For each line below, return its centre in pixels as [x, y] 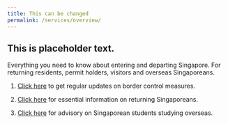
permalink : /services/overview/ [54, 20]
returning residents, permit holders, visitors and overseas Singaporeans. [111, 72]
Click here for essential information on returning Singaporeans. [108, 100]
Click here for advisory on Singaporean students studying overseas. [115, 113]
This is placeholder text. [61, 48]
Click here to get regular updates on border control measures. [106, 86]
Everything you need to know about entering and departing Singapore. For [114, 65]
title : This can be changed [48, 14]
